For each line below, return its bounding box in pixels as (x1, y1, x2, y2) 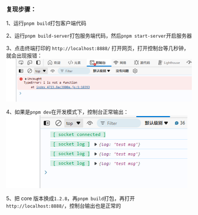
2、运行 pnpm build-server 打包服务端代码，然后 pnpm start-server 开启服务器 (6, 32, 192, 39)
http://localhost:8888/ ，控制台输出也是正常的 (6, 202, 121, 210)
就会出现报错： (6, 52, 42, 59)
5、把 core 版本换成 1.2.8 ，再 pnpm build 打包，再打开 (6, 195, 136, 202)
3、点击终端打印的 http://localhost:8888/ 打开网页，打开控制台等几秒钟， (6, 45, 190, 52)
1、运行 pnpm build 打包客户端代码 (6, 19, 87, 27)
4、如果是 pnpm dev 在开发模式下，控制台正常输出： (6, 108, 129, 115)
